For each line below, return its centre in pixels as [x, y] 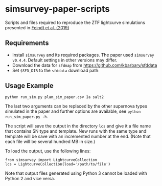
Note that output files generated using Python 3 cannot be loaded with [76, 173]
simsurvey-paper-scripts [58, 9]
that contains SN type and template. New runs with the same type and [76, 131]
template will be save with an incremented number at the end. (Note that [78, 136]
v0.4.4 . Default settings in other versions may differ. [65, 60]
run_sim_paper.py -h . [27, 116]
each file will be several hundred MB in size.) [50, 141]
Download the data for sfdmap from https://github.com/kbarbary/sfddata [85, 65]
